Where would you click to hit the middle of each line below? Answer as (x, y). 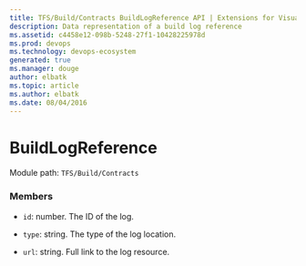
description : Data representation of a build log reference (126, 26)
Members (31, 197)
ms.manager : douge (44, 69)
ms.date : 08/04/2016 (49, 102)
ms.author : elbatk (44, 94)
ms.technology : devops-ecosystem (73, 52)
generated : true (40, 60)
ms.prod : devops (40, 43)
